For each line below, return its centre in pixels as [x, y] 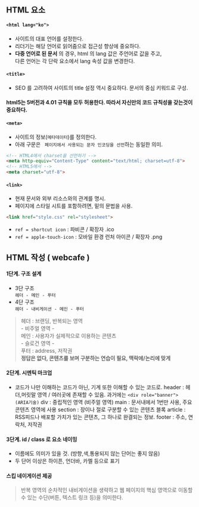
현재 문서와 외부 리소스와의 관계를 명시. [60, 198]
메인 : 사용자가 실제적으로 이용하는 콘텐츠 [69, 335]
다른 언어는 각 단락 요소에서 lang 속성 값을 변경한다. [75, 61]
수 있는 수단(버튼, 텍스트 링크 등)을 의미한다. [72, 497]
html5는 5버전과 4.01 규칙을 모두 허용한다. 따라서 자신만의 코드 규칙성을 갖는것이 [99, 102]
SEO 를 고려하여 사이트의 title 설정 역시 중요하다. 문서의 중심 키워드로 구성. [102, 88]
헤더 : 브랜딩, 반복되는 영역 [52, 321]
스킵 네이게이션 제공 [29, 475]
